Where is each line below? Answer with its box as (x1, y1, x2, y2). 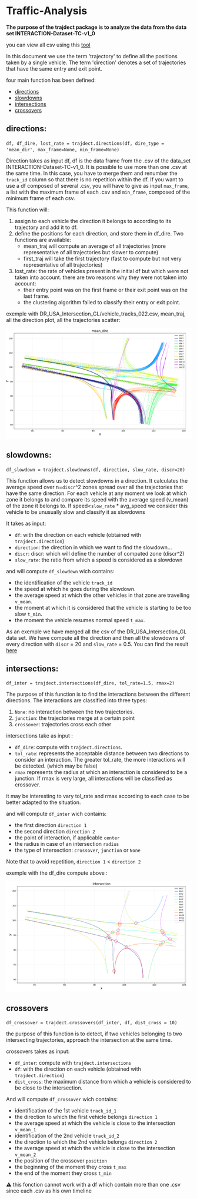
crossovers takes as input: (6, 1048, 70, 1055)
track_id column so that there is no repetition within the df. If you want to (6, 175, 183, 183)
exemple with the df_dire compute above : (6, 869, 108, 876)
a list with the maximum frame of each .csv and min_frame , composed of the (6, 188, 191, 195)
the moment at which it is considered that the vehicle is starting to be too (14, 604, 192, 611)
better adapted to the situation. (6, 799, 81, 806)
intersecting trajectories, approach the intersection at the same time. (6, 1037, 172, 1044)
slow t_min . (14, 610, 42, 617)
